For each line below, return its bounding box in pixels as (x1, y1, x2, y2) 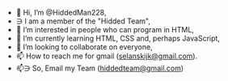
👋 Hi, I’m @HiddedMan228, (15, 8, 107, 17)
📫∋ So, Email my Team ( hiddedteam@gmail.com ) (15, 63, 184, 73)
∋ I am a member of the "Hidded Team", (15, 16, 151, 26)
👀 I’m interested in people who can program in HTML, (15, 25, 194, 34)
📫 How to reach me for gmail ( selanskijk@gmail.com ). (15, 51, 198, 61)
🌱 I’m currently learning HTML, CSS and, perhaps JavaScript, (15, 33, 221, 43)
